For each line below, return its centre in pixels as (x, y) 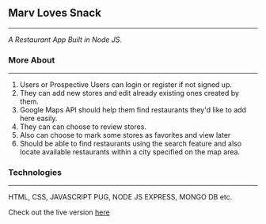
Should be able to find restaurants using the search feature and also (131, 144)
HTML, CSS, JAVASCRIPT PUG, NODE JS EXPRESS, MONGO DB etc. (120, 197)
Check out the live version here (59, 212)
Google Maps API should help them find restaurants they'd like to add (133, 110)
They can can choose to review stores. (83, 127)
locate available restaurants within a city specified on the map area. (129, 152)
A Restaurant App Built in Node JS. (65, 40)
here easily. (38, 119)
